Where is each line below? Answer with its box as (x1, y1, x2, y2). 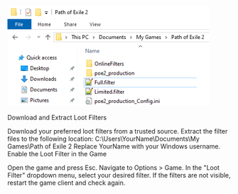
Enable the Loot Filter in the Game (7, 150, 107, 158)
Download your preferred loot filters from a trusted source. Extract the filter (7, 127, 228, 135)
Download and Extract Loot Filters (7, 113, 107, 122)
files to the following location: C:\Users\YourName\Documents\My (7, 134, 200, 143)
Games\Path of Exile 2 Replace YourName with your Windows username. (7, 142, 221, 151)
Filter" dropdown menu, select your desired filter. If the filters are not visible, (7, 171, 231, 179)
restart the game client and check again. (7, 178, 126, 187)
